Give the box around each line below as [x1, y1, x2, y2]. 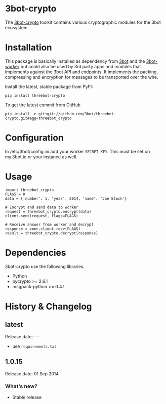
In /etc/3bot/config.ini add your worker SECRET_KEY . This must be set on [5, 148, 150, 154]
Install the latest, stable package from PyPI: [5, 84, 93, 90]
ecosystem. [5, 24, 29, 30]
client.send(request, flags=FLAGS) [5, 213, 79, 218]
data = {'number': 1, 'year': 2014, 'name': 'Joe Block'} [5, 196, 127, 201]
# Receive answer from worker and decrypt [5, 222, 94, 227]
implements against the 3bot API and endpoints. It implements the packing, [5, 69, 158, 75]
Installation [5, 42, 52, 53]
